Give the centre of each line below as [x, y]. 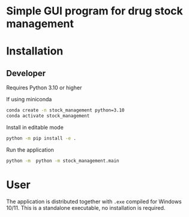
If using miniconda [29, 100]
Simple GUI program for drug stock [94, 11]
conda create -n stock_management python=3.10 [65, 110]
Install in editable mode [35, 127]
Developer [26, 73]
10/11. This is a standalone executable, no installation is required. [86, 207]
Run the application [30, 150]
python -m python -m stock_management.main [63, 161]
